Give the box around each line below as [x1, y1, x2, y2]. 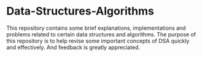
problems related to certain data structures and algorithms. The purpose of [6, 30, 196, 38]
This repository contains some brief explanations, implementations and [6, 24, 186, 32]
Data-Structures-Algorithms [6, 4, 155, 18]
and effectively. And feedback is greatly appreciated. [6, 44, 141, 51]
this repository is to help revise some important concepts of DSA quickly [6, 37, 190, 44]
